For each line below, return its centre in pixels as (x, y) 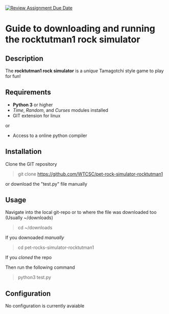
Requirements (28, 92)
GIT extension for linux (37, 115)
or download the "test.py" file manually (46, 184)
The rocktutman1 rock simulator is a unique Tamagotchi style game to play (85, 71)
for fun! (13, 76)
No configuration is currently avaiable (45, 306)
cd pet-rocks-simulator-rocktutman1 (56, 248)
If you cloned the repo (29, 258)
